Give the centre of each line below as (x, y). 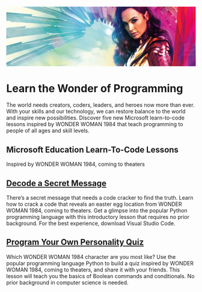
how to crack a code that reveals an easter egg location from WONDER (94, 204)
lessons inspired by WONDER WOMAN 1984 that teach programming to (95, 124)
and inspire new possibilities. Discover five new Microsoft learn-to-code (96, 118)
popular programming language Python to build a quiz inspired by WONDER (100, 263)
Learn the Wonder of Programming (95, 88)
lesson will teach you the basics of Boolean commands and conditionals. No (100, 276)
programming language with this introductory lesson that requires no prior (98, 217)
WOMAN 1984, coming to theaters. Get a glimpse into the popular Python (97, 211)
